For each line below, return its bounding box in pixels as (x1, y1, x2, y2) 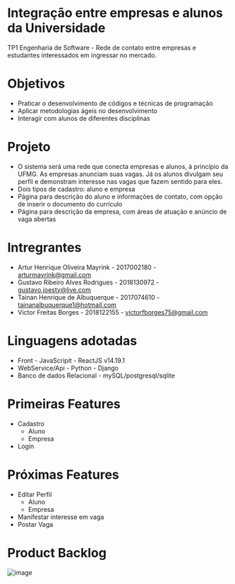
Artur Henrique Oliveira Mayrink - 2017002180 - (17, 263, 157, 271)
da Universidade (7, 20, 106, 36)
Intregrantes (7, 240, 82, 255)
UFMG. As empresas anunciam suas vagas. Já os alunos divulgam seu (17, 170, 224, 178)
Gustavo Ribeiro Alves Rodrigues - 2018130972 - (17, 278, 159, 286)
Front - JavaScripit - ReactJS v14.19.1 (17, 356, 126, 365)
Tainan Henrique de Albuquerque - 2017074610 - (17, 293, 160, 301)
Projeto (7, 139, 51, 155)
